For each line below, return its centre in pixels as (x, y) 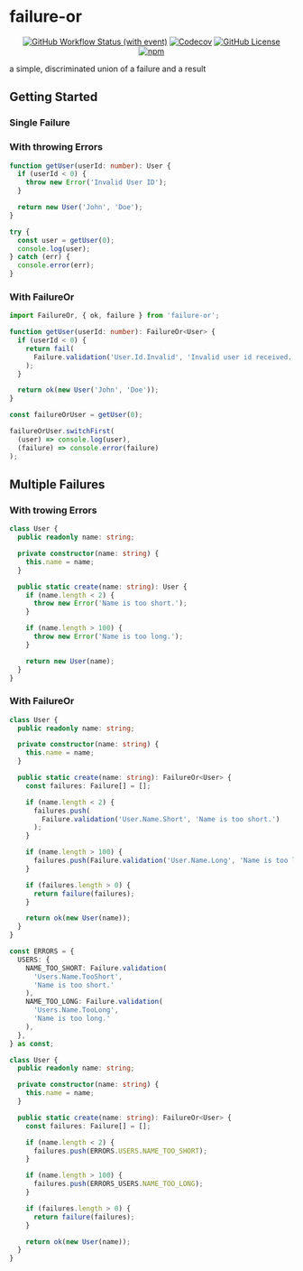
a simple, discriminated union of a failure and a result (108, 69)
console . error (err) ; (56, 265)
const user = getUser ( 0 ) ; (66, 240)
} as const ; (32, 1044)
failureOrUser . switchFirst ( (62, 431)
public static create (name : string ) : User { (102, 587)
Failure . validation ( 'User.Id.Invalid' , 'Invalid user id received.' (165, 357)
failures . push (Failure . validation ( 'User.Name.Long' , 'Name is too (161, 861)
